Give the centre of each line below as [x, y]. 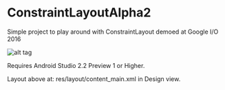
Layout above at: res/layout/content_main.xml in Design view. [94, 79]
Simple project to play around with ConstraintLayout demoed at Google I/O [113, 32]
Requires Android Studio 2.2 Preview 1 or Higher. [76, 65]
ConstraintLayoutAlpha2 [79, 13]
